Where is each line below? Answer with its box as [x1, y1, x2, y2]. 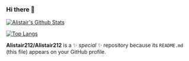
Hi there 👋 [6, 5, 36, 14]
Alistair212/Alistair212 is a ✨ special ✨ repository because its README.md [6, 41, 184, 49]
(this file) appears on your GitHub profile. [6, 49, 107, 56]
